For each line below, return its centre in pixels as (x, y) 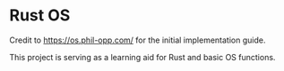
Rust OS (40, 16)
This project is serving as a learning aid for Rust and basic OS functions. (142, 57)
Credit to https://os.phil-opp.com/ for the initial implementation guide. (138, 40)
